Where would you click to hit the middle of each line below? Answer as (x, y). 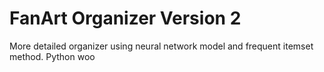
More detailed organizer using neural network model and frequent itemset (161, 46)
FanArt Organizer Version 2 (125, 18)
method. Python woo (52, 56)
